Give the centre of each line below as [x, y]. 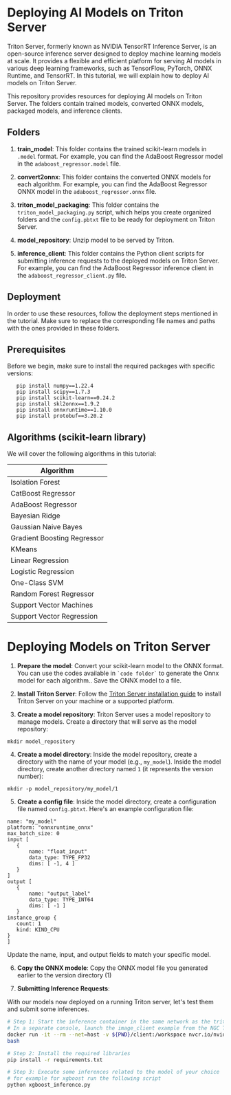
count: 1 [29, 924]
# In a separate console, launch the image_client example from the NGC [113, 1028]
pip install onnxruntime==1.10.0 [64, 410]
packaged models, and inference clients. [65, 111]
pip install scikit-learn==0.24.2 [66, 398]
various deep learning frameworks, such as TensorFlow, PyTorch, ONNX [110, 68]
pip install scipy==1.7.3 [53, 392]
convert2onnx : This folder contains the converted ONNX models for [114, 177]
